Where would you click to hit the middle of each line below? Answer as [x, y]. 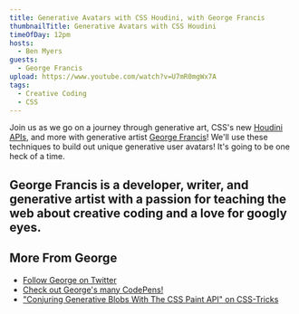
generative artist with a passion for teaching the [148, 199]
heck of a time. [37, 157]
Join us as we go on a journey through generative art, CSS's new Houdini [146, 128]
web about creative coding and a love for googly [148, 213]
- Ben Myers [40, 52]
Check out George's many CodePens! [93, 290]
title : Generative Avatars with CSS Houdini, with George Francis [137, 18]
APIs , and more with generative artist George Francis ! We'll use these [139, 138]
